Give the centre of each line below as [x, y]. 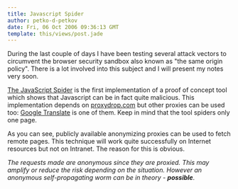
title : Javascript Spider [45, 14]
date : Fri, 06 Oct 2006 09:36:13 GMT [63, 27]
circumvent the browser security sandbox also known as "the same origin [115, 62]
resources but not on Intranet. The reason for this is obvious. [96, 149]
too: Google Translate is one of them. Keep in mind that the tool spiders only [119, 113]
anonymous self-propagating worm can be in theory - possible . [101, 178]
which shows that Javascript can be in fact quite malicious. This [101, 98]
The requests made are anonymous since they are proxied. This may [108, 163]
